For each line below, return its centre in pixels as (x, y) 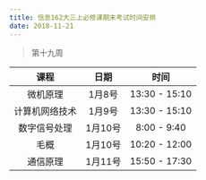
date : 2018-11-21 (42, 26)
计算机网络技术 (46, 111)
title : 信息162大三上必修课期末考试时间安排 (83, 17)
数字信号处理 (46, 128)
